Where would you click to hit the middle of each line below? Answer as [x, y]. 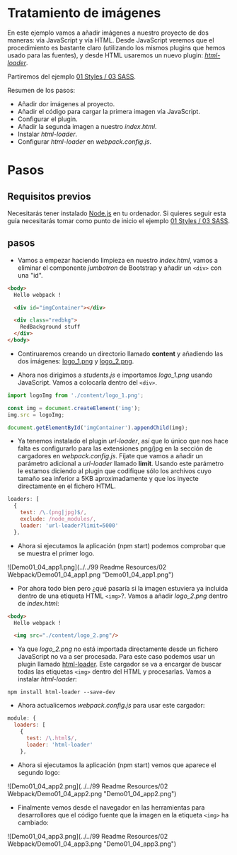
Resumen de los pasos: [41, 90]
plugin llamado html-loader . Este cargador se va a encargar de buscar [119, 664]
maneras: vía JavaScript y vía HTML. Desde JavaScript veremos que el [111, 40]
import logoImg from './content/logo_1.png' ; [75, 395]
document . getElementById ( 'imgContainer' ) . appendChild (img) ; [98, 427]
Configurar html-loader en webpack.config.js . [85, 141]
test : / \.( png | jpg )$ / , [53, 513]
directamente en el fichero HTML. [67, 486]
